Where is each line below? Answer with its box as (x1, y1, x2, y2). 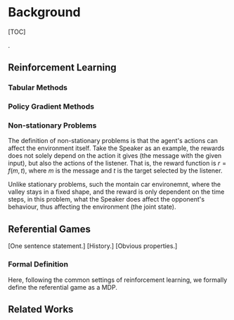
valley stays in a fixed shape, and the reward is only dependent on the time (8, 187, 225, 196)
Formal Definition (8, 259, 69, 269)
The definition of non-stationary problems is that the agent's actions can (8, 137, 219, 145)
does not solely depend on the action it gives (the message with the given (8, 152, 222, 160)
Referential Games (8, 223, 91, 235)
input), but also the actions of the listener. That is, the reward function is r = (8, 159, 227, 168)
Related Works (8, 303, 74, 315)
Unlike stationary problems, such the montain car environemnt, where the (8, 180, 221, 189)
